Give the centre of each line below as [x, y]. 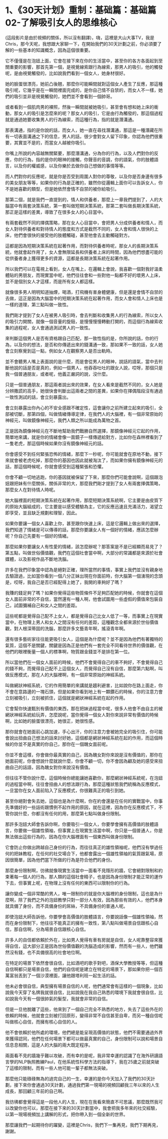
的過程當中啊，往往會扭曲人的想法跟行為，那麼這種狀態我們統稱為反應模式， [84, 784]
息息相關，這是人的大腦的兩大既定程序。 [51, 1045]
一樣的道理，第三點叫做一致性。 [38, 304]
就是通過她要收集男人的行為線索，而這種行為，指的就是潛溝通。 [71, 119]
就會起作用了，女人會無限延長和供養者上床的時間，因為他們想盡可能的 [90, 252]
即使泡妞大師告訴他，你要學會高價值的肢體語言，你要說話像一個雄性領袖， [82, 916]
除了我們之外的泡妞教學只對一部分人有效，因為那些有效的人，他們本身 [90, 900]
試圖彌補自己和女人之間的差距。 [47, 605]
